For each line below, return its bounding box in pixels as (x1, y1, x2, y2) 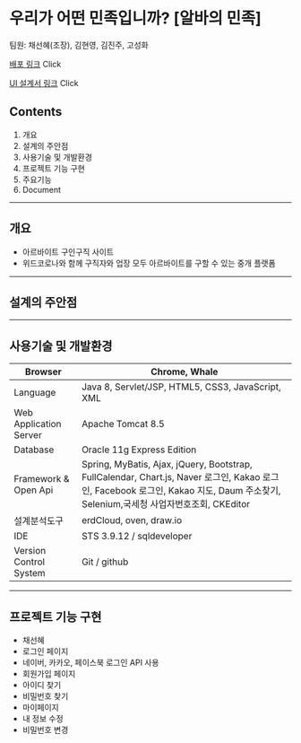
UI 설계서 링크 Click (9, 77, 79, 88)
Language (13, 387, 56, 399)
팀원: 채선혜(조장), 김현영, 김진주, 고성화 (9, 39, 150, 50)
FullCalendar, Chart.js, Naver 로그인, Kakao (82, 471, 261, 484)
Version (13, 545, 47, 557)
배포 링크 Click (9, 58, 62, 69)
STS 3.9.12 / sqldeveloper (82, 530, 193, 543)
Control (13, 555, 46, 568)
